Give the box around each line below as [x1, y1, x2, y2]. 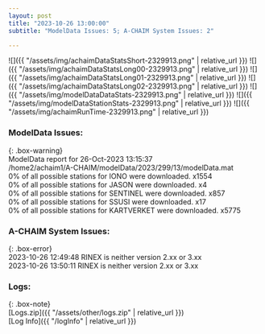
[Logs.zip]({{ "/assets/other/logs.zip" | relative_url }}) [8, 307, 184, 318]
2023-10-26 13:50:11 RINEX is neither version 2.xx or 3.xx [8, 261, 199, 270]
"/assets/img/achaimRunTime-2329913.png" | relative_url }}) [8, 107, 209, 117]
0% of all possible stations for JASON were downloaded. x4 [8, 179, 208, 189]
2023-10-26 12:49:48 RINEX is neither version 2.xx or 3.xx [8, 252, 202, 262]
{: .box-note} [8, 299, 51, 309]
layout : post [8, 11, 52, 20]
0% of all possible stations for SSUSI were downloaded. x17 [8, 196, 207, 206]
